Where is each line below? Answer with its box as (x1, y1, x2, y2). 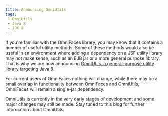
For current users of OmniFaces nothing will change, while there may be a (5, 76, 158, 82)
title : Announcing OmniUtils (5, 7, 66, 12)
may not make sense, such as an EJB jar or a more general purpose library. (5, 55, 160, 61)
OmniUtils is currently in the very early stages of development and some (5, 96, 155, 102)
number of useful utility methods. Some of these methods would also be (5, 45, 154, 51)
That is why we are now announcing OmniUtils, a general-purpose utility (5, 61, 154, 67)
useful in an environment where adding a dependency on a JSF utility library (5, 50, 163, 56)
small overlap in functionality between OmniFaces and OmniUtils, (5, 81, 140, 87)
